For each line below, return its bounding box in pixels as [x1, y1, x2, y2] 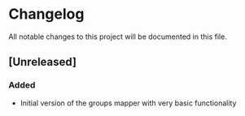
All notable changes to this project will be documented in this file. [8, 32, 228, 41]
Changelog [8, 5, 85, 24]
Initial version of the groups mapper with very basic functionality [20, 98, 237, 108]
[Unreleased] [8, 55, 77, 69]
